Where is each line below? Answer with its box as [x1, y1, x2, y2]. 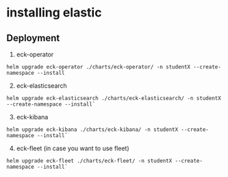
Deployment [6, 32, 60, 44]
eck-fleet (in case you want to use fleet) [16, 144, 129, 152]
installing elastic [6, 5, 102, 21]
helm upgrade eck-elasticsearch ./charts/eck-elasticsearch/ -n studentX [6, 95, 222, 102]
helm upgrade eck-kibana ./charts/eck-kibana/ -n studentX [6, 126, 179, 133]
